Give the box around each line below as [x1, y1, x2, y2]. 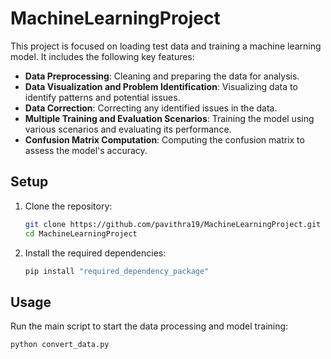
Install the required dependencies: [24, 247, 167, 259]
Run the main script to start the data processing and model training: [10, 320, 289, 332]
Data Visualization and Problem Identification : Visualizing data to [24, 80, 298, 92]
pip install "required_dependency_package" [24, 266, 210, 276]
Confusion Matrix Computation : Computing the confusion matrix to [24, 133, 305, 146]
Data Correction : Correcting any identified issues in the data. [24, 102, 278, 114]
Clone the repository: [24, 200, 113, 212]
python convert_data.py [10, 340, 110, 350]
